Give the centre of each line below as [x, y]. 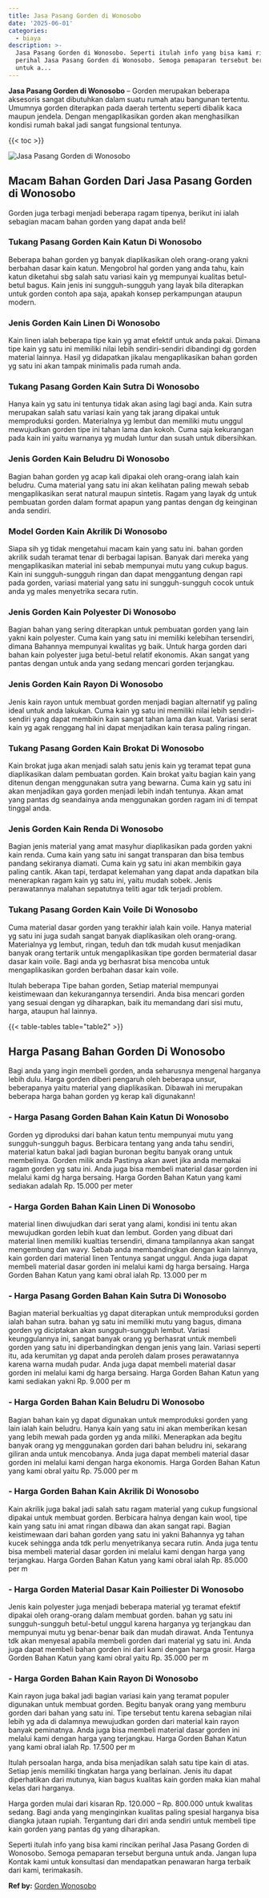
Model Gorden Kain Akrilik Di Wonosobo [88, 531]
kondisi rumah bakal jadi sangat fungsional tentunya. [95, 124]
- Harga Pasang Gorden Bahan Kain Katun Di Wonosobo [119, 1117]
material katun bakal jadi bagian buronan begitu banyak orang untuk [121, 1152]
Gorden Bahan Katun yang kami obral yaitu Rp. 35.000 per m [108, 1658]
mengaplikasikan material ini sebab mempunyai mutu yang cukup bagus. [128, 566]
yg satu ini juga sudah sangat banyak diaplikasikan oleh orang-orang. [123, 935]
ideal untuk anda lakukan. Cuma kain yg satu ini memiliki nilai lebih [118, 710]
